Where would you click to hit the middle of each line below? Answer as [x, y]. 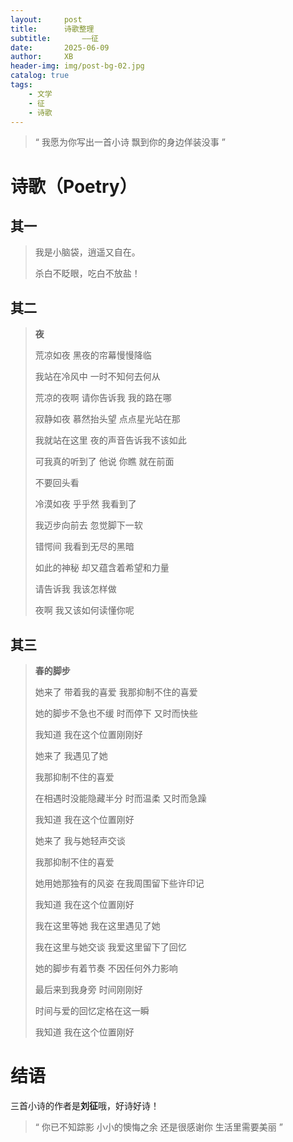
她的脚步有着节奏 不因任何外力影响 [106, 968]
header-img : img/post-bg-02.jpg [77, 66]
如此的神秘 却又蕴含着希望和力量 [102, 568]
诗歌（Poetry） [74, 186]
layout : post [46, 19]
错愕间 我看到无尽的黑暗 [84, 547]
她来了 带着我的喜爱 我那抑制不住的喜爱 [116, 692]
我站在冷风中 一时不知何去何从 [97, 377]
